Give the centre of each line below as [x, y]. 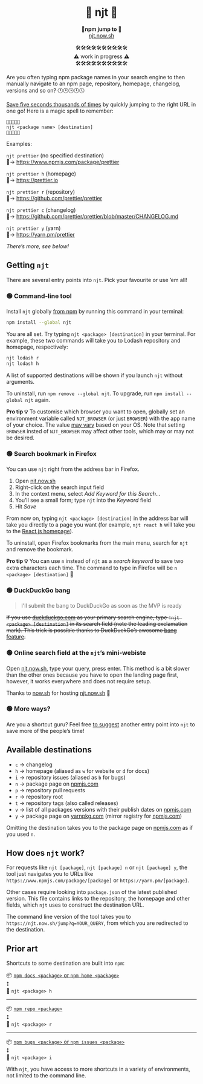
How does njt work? [45, 853]
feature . [16, 637]
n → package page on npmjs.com [56, 784]
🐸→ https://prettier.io [32, 180]
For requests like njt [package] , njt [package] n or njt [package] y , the [97, 867]
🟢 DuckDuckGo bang [38, 590]
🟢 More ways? [28, 709]
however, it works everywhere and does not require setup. [79, 681]
